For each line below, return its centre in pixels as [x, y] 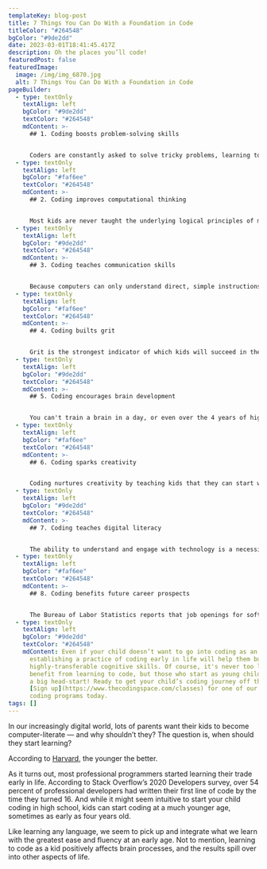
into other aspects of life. [49, 856]
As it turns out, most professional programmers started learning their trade [130, 774]
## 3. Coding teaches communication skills [103, 266]
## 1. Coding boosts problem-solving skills [104, 134]
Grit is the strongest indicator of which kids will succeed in [138, 352]
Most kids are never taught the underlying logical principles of [141, 221]
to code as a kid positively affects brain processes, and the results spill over [132, 848]
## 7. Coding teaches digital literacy [95, 528]
